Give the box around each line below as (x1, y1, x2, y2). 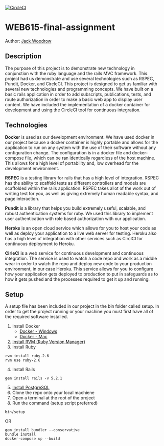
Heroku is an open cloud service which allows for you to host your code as (5, 225, 157, 231)
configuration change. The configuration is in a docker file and (5, 149, 131, 155)
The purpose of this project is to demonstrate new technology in (5, 65, 135, 71)
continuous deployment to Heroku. (5, 241, 75, 247)
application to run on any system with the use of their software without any (5, 145, 156, 150)
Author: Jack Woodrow (5, 38, 51, 44)
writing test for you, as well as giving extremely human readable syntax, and (5, 190, 159, 196)
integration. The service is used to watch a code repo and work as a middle (5, 255, 157, 261)
